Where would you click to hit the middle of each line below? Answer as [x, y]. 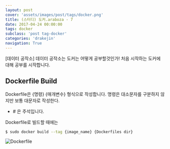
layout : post [19, 10]
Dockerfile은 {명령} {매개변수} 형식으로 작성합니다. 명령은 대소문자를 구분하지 [82, 94]
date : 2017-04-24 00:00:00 [34, 24]
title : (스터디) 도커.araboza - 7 [39, 19]
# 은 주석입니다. [28, 111]
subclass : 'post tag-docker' [36, 34]
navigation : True [24, 43]
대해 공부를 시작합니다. [28, 65]
